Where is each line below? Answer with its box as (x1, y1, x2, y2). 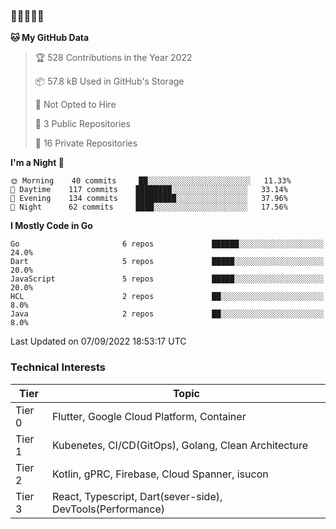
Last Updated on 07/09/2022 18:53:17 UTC (10, 335, 187, 348)
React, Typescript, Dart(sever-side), (51, 489, 223, 503)
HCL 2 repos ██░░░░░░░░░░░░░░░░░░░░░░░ (10, 292, 325, 302)
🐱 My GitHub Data (10, 32, 90, 44)
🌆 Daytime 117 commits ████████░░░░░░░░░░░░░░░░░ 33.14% (10, 185, 288, 195)
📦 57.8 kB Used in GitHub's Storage (34, 75, 185, 88)
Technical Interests (10, 360, 106, 374)
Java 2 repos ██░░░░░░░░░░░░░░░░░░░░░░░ (10, 309, 325, 319)
